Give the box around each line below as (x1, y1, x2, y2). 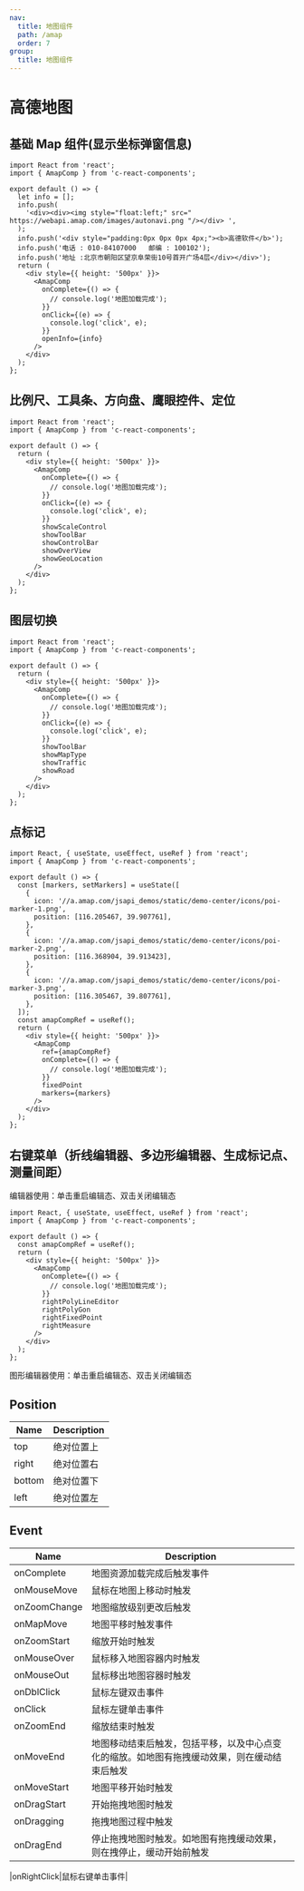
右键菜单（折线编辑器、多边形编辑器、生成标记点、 (9, 1147, 295, 1163)
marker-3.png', (9, 984, 67, 993)
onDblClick (14, 1685, 61, 1698)
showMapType (42, 750, 88, 759)
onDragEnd (14, 1838, 62, 1851)
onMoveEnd (14, 1750, 65, 1762)
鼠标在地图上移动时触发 (91, 1584, 192, 1596)
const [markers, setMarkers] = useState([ (17, 881, 180, 890)
